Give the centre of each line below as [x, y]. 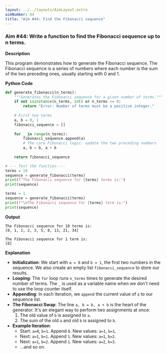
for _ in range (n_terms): [41, 134]
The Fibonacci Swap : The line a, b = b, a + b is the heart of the [79, 304]
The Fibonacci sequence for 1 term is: [46, 239]
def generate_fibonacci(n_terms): [41, 92]
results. [20, 273]
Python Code [19, 83]
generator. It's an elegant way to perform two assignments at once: [81, 310]
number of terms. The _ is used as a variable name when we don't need [86, 283]
